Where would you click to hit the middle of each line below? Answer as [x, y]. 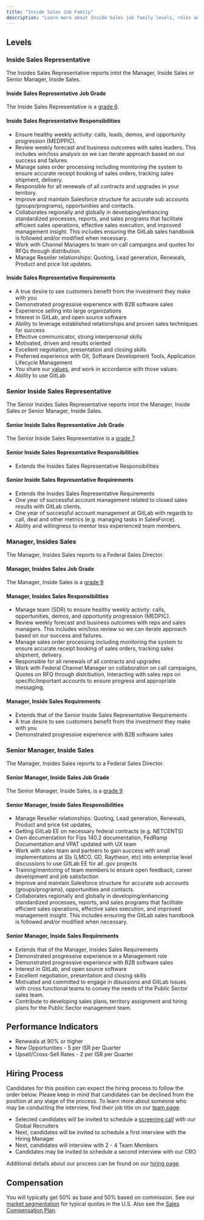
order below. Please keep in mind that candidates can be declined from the [100, 1095]
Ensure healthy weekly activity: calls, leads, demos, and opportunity [100, 134]
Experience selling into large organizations [68, 311]
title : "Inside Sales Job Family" [50, 12]
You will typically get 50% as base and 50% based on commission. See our [101, 1197]
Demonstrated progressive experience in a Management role [91, 956]
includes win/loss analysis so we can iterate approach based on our [100, 153]
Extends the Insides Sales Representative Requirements [85, 493]
